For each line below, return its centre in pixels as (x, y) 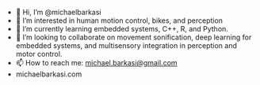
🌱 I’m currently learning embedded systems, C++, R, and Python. (122, 29)
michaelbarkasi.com (49, 74)
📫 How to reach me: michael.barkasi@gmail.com (96, 63)
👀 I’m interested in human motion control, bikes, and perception (119, 20)
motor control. (39, 54)
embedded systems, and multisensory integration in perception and (126, 46)
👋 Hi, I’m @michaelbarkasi (58, 12)
